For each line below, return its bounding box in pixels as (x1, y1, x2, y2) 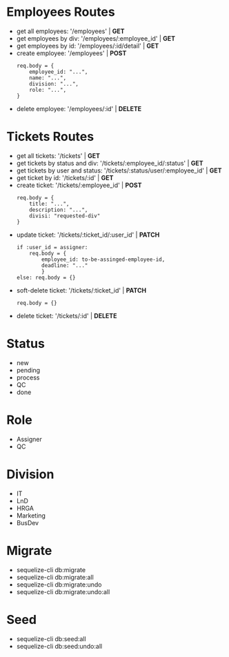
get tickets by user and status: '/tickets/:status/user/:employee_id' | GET (16, 166, 222, 175)
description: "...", (29, 206, 88, 213)
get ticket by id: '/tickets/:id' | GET (16, 173, 114, 182)
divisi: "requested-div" (29, 212, 101, 219)
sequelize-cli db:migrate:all (16, 573, 94, 581)
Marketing (16, 511, 46, 520)
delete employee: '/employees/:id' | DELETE (16, 104, 142, 112)
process (16, 373, 40, 382)
